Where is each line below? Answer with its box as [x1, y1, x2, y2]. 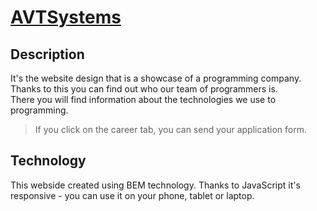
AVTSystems [10, 6, 122, 29]
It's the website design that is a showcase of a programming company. [10, 72, 302, 84]
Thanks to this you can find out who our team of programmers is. [10, 83, 278, 95]
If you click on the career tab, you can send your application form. [34, 124, 307, 135]
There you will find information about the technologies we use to [10, 94, 277, 105]
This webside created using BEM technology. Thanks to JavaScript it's [10, 179, 301, 191]
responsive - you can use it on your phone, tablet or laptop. [10, 189, 255, 201]
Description [10, 46, 85, 63]
